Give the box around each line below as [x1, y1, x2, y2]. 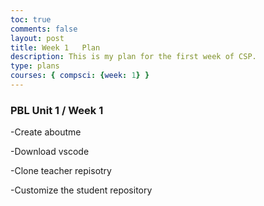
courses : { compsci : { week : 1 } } [10, 71, 150, 81]
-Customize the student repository [10, 184, 153, 196]
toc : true [10, 14, 52, 25]
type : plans [10, 61, 60, 71]
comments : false [10, 24, 78, 34]
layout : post [10, 33, 65, 43]
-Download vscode [10, 146, 90, 158]
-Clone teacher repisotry [10, 165, 112, 177]
